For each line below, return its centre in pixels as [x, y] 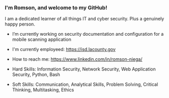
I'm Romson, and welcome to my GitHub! [56, 8]
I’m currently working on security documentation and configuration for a [88, 34]
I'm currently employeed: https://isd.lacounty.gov [64, 50]
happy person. [20, 24]
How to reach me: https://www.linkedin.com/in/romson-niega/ [77, 59]
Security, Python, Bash [36, 75]
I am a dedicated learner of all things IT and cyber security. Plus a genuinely [84, 19]
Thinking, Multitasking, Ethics [43, 90]
